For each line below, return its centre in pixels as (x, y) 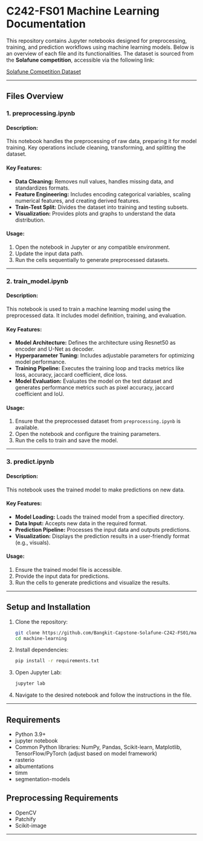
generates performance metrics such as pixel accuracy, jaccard (94, 388)
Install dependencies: (42, 650)
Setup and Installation (48, 607)
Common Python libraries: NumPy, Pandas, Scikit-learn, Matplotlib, (98, 747)
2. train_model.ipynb (37, 281)
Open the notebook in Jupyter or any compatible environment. (92, 247)
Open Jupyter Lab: (38, 673)
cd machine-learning (41, 638)
